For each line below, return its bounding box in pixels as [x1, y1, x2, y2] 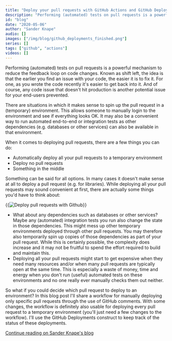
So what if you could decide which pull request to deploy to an [5, 287, 137, 293]
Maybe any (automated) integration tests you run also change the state [12, 217, 163, 223]
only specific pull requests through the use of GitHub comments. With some [5, 298, 165, 304]
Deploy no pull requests [12, 160, 63, 166]
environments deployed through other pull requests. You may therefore [12, 228, 163, 234]
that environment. [5, 129, 42, 135]
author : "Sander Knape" [5, 27, 56, 32]
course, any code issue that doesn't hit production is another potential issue [5, 86, 166, 92]
